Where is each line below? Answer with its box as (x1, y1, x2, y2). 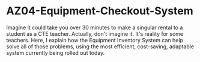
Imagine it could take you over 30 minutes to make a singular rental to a (6, 24, 183, 31)
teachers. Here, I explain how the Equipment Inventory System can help (6, 36, 183, 44)
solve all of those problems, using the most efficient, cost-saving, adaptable (6, 43, 194, 50)
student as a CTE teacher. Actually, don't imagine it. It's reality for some (6, 30, 184, 37)
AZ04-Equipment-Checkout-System (6, 4, 193, 18)
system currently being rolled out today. (6, 49, 105, 56)
